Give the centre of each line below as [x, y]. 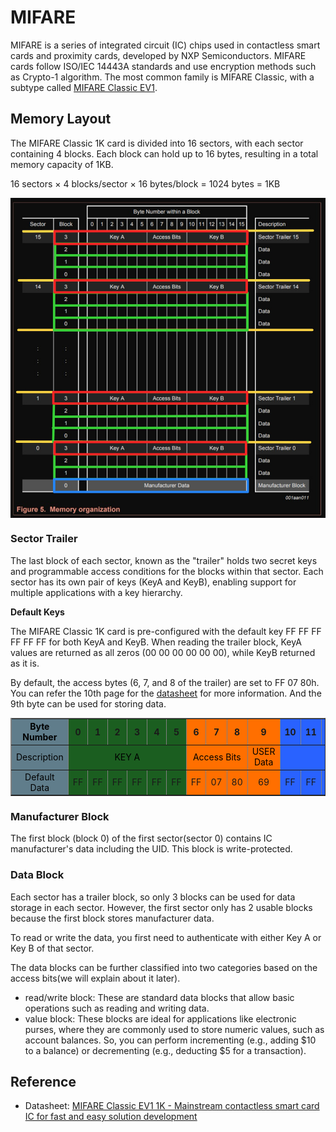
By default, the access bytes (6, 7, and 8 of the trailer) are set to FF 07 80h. [165, 682]
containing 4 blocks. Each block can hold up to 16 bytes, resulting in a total [164, 153]
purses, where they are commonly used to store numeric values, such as [174, 1029]
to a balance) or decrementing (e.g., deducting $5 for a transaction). [165, 1050]
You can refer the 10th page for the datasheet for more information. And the [166, 693]
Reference [43, 1082]
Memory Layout [61, 119]
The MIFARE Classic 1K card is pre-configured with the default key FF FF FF [166, 631]
